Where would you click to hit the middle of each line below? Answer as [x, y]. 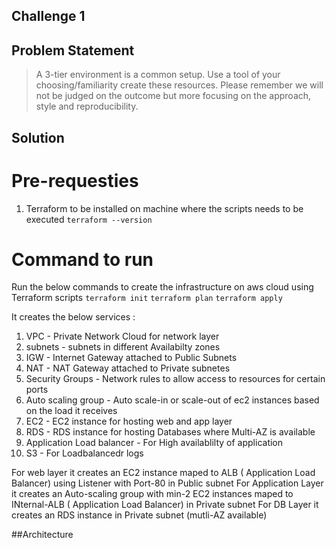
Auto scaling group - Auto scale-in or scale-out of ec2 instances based [172, 400]
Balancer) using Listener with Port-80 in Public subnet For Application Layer [167, 483]
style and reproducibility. [87, 106]
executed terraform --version [89, 219]
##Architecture [42, 535]
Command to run [82, 259]
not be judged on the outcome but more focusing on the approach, [173, 96]
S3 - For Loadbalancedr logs [84, 453]
